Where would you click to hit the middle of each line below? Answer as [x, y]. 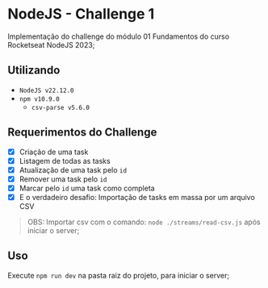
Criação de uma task [54, 152]
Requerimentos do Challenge [82, 133]
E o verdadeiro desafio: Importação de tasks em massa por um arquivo [137, 197]
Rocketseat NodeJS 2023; [51, 44]
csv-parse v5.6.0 [61, 107]
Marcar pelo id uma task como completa [87, 188]
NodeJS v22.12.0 [46, 90]
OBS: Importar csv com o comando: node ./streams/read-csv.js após [144, 222]
